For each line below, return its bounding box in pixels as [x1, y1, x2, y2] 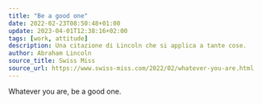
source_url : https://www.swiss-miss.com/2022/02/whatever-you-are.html [8, 64, 254, 73]
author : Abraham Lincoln [8, 49, 92, 57]
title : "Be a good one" [8, 11, 89, 20]
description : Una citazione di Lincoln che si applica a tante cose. [8, 42, 247, 50]
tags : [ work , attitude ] [8, 34, 89, 43]
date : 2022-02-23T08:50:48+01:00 [8, 19, 121, 27]
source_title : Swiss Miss [8, 57, 95, 65]
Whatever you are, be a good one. [8, 86, 122, 96]
